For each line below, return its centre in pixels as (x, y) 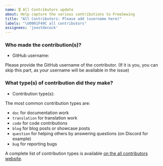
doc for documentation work (41, 113)
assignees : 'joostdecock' (31, 28)
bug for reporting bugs (35, 144)
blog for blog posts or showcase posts (51, 128)
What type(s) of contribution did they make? (59, 83)
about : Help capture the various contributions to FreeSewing (70, 14)
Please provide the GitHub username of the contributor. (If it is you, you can (81, 65)
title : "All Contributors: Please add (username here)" (63, 19)
